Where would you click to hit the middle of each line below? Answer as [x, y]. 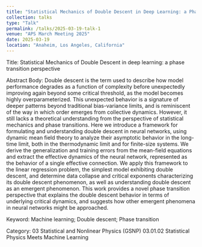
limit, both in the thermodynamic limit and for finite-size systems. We [103, 144]
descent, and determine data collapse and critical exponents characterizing [100, 176]
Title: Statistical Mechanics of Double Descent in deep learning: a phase [96, 62]
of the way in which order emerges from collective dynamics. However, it [97, 112]
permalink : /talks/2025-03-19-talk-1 [54, 28]
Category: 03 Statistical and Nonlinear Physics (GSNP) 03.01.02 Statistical [98, 231]
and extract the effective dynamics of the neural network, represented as [97, 156]
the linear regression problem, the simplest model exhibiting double [90, 169]
